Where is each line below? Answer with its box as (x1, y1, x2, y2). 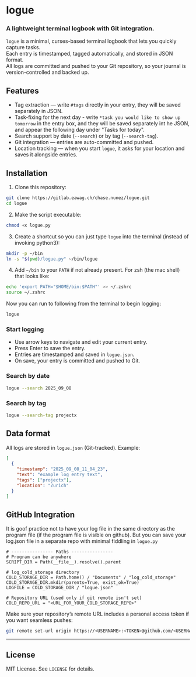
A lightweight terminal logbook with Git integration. (6, 25, 155, 33)
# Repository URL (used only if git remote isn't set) (6, 595, 142, 601)
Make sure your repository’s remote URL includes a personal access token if (6, 610, 190, 618)
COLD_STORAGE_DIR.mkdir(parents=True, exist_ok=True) (6, 580, 140, 586)
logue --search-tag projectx (6, 412, 77, 418)
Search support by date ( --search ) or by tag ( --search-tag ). (14, 132, 159, 139)
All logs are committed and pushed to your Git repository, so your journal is (6, 63, 187, 70)
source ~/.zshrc (6, 289, 45, 296)
